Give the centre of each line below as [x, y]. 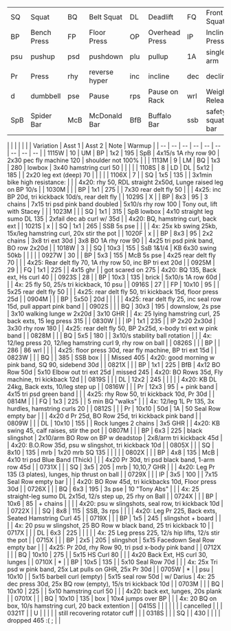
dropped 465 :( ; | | [34, 620]
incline [159, 76]
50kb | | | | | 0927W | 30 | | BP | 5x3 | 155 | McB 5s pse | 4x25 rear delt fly [112, 255]
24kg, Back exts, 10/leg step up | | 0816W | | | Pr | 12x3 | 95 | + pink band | [112, 387]
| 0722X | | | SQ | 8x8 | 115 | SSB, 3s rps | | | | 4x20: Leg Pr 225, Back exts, [112, 511]
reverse [101, 72]
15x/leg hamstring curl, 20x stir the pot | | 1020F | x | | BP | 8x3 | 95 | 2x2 [110, 233]
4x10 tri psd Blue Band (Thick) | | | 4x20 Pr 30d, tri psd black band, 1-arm [111, 460]
